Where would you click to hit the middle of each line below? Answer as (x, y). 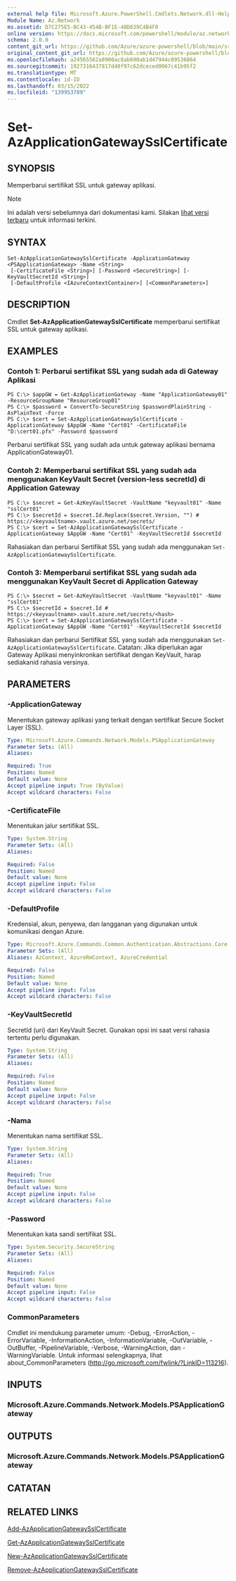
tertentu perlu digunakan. (44, 1038)
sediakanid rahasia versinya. (48, 663)
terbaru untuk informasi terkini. (52, 220)
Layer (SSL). (25, 727)
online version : (31, 33)
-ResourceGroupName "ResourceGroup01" (64, 401)
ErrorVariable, (27, 1340)
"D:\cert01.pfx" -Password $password (63, 432)
